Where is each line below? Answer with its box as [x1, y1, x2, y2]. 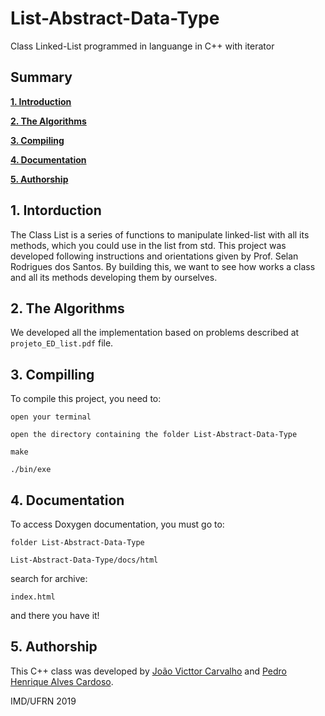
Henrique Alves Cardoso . [10, 675, 114, 687]
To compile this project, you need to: [10, 393, 162, 405]
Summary [10, 69, 73, 86]
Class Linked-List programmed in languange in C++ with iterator [10, 40, 275, 52]
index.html [10, 592, 56, 602]
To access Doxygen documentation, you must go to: [10, 518, 225, 530]
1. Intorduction [10, 202, 102, 219]
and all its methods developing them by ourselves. [10, 271, 218, 283]
